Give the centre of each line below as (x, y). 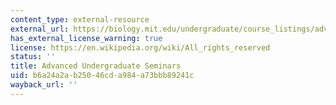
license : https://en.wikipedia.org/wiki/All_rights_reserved (140, 47)
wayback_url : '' (44, 85)
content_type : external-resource (80, 19)
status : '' (33, 57)
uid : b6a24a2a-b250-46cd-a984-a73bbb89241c (102, 76)
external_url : (40, 29)
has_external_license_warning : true (86, 38)
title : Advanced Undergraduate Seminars (96, 66)
